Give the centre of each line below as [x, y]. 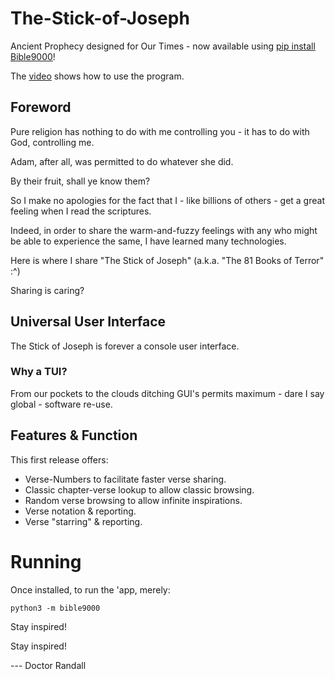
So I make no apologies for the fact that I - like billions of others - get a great [167, 200]
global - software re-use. [61, 404]
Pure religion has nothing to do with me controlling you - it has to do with [160, 131]
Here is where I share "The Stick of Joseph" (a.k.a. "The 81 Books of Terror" [167, 260]
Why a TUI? [39, 372]
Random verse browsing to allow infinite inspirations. [133, 500]
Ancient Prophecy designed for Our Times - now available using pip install [163, 46]
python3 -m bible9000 [55, 608]
